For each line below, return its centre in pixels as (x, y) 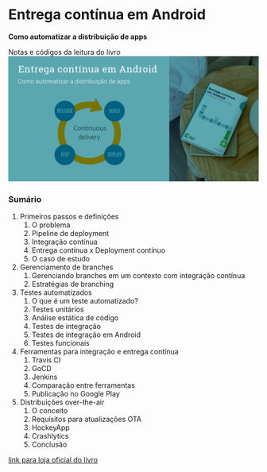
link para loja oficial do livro (53, 460)
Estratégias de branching (73, 284)
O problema (51, 225)
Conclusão (49, 445)
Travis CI (46, 360)
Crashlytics (50, 436)
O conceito (50, 411)
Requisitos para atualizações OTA (87, 420)
